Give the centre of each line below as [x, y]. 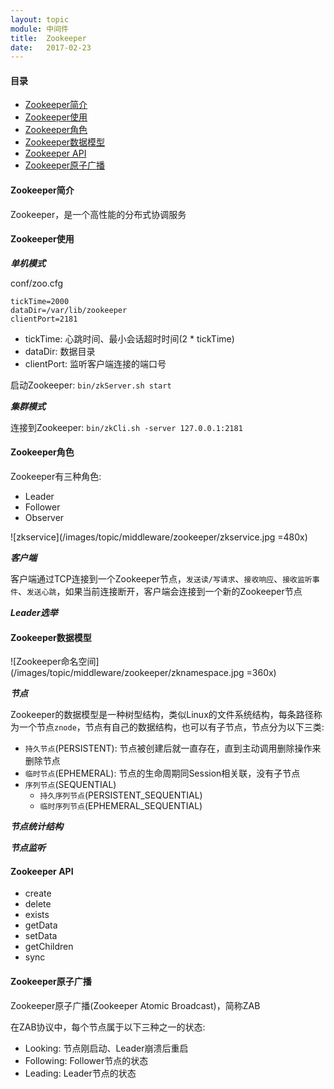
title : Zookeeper [48, 38]
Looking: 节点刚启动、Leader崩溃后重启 [106, 1048]
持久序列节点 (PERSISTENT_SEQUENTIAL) [121, 795]
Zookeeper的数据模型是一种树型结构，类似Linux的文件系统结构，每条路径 [162, 715]
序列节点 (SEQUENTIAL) [70, 785]
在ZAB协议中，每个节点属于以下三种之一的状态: [108, 1027]
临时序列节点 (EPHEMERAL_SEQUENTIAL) [121, 806]
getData [41, 925]
